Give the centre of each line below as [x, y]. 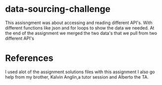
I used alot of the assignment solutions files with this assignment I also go [80, 72]
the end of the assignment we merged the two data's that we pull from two [81, 33]
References [29, 58]
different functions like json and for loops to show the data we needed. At [80, 28]
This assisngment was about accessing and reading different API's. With [79, 23]
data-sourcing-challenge [58, 9]
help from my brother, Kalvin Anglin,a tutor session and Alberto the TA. [77, 77]
